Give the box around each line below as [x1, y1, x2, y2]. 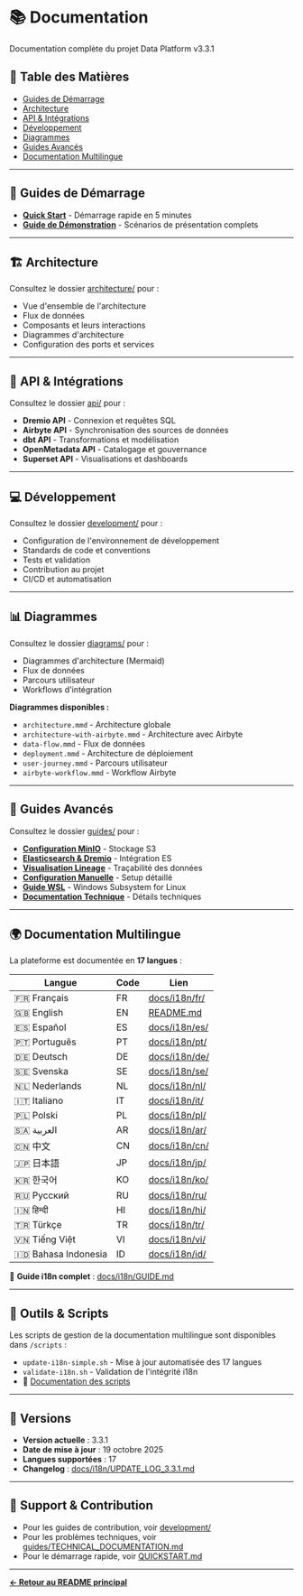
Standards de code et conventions [22, 545, 151, 555]
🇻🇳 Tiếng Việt [14, 1233, 77, 1246]
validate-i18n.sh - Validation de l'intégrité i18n [22, 1367, 198, 1378]
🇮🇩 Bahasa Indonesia [14, 1248, 108, 1260]
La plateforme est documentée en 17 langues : [9, 955, 183, 966]
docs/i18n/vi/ [148, 1233, 206, 1246]
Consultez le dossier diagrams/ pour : [9, 637, 149, 648]
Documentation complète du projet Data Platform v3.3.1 [9, 42, 215, 54]
